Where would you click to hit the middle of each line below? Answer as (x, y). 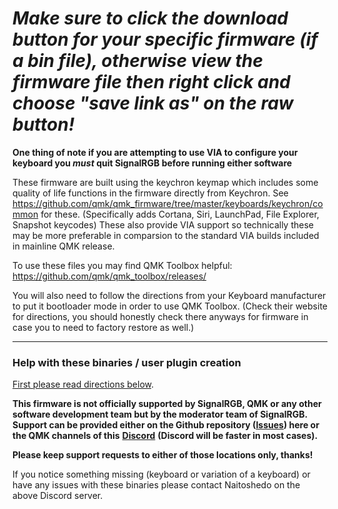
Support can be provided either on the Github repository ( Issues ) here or (166, 425)
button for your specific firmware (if (165, 39)
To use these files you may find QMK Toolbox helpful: (122, 265)
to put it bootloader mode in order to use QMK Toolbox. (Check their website (170, 306)
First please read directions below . (83, 384)
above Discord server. (58, 496)
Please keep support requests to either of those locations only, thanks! (163, 455)
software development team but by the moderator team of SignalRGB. (160, 414)
